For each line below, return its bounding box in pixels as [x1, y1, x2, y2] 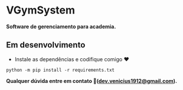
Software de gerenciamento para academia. [6, 23, 116, 30]
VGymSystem [6, 4, 76, 17]
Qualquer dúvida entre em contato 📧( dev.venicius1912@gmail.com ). [6, 77, 177, 84]
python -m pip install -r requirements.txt [6, 67, 115, 73]
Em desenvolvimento [6, 40, 86, 50]
